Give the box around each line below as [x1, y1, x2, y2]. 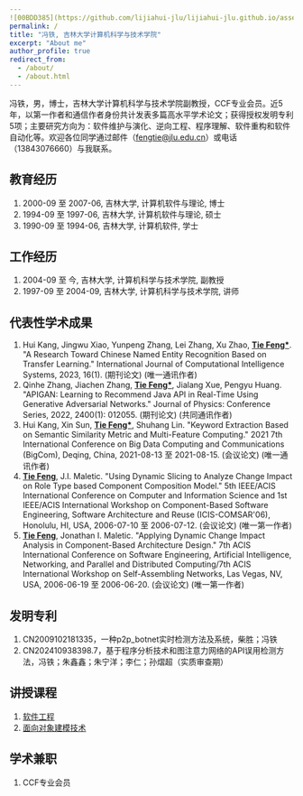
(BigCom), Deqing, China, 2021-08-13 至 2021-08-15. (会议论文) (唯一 [22, 449, 281, 460]
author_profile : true [9, 47, 91, 56]
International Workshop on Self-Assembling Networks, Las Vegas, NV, [22, 569, 283, 579]
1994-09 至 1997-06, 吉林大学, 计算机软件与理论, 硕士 [22, 208, 222, 219]
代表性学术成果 [9, 315, 93, 330]
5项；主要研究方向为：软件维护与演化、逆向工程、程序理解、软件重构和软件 [9, 120, 291, 131]
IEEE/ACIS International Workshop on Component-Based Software [22, 500, 269, 511]
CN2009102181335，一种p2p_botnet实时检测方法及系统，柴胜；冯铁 [22, 634, 278, 644]
